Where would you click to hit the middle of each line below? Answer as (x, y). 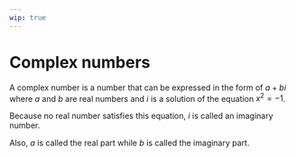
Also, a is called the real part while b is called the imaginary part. (129, 143)
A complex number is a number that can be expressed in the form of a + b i (148, 88)
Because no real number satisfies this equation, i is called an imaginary (141, 116)
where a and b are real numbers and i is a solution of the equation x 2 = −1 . (148, 97)
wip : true (28, 18)
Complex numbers (80, 62)
